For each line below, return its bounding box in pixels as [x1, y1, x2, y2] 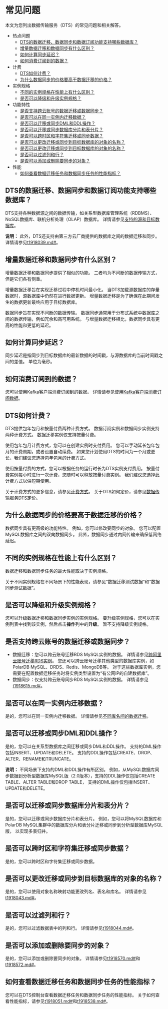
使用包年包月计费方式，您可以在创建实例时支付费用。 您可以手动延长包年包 [5, 442, 160, 448]
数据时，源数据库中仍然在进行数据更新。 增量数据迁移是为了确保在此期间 [5, 293, 155, 299]
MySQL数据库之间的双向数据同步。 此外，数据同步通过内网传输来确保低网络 [5, 531, 162, 537]
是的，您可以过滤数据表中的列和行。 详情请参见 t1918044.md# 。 [5, 925, 136, 931]
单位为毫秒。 [28, 359, 55, 365]
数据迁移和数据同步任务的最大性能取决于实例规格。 [5, 568, 110, 574]
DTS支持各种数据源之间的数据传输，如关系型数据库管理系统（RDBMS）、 [5, 210, 154, 216]
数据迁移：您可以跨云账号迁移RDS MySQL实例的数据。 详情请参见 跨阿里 [12, 651, 161, 658]
